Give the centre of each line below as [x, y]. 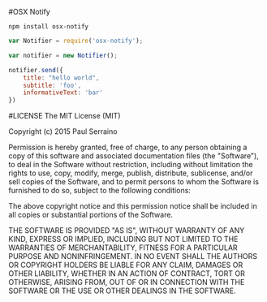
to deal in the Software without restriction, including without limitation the [131, 165]
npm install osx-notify [49, 27]
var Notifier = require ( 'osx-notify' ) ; [76, 41]
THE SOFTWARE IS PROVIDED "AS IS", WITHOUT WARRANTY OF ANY [127, 231]
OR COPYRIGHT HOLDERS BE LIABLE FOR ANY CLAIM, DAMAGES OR [126, 265]
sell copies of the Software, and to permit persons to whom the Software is [134, 182]
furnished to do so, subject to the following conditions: [99, 191]
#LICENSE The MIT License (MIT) [65, 116]
